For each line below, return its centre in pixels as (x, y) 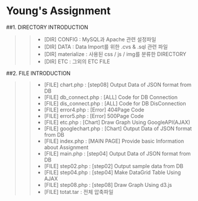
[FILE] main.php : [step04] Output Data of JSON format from (117, 153)
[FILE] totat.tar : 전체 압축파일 (79, 192)
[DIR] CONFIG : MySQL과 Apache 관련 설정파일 (100, 39)
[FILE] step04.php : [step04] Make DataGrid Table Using (113, 172)
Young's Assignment (58, 11)
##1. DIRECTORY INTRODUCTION (47, 27)
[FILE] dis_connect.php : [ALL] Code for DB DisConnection (115, 103)
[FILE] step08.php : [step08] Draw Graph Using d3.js (108, 184)
